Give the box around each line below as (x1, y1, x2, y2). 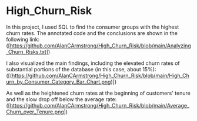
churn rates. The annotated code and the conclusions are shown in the (6, 29, 178, 36)
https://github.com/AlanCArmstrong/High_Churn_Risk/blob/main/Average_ (9, 102, 190, 109)
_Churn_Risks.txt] (6, 48, 49, 55)
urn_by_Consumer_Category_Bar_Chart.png (6, 78, 111, 85)
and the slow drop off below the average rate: (6, 95, 117, 103)
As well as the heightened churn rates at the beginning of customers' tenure (6, 89, 191, 96)
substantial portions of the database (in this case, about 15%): (6, 65, 156, 72)
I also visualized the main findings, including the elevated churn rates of (6, 60, 181, 67)
